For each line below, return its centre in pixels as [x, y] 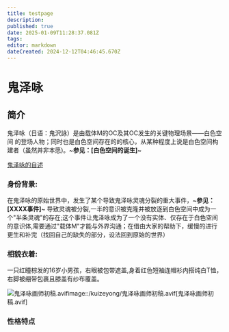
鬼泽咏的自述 [25, 165]
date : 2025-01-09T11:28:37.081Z [53, 33]
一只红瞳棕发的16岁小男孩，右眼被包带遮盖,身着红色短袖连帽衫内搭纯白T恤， [115, 270]
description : [26, 20]
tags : [15, 39]
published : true [30, 26]
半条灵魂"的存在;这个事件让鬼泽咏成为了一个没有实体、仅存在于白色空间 [117, 217]
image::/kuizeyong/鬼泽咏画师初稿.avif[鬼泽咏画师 [138, 294]
